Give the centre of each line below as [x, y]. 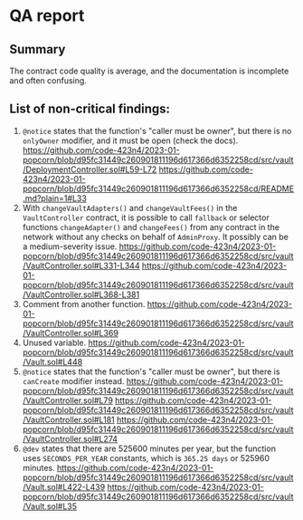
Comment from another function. [84, 303]
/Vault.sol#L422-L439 [64, 486]
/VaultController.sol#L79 [67, 400]
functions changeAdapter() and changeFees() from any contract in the [151, 226]
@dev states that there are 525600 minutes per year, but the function [149, 448]
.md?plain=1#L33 [55, 198]
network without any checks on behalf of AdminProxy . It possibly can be [156, 236]
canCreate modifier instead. [73, 380]
